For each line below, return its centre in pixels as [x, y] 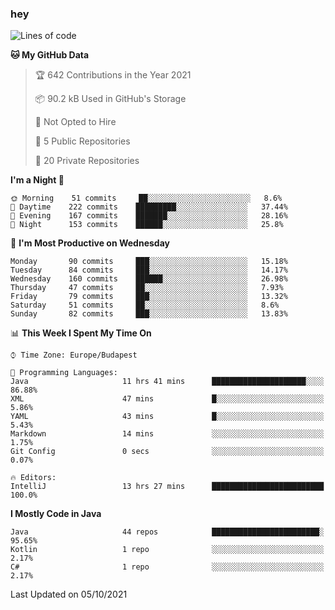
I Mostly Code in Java [56, 514]
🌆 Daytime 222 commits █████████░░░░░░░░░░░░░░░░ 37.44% [149, 207]
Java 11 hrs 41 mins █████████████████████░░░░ [167, 382]
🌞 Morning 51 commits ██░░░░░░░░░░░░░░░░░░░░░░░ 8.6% [146, 198]
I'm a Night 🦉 [37, 180]
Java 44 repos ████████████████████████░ [167, 532]
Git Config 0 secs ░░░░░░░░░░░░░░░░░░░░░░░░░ [167, 452]
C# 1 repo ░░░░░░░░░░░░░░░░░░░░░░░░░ [167, 567]
